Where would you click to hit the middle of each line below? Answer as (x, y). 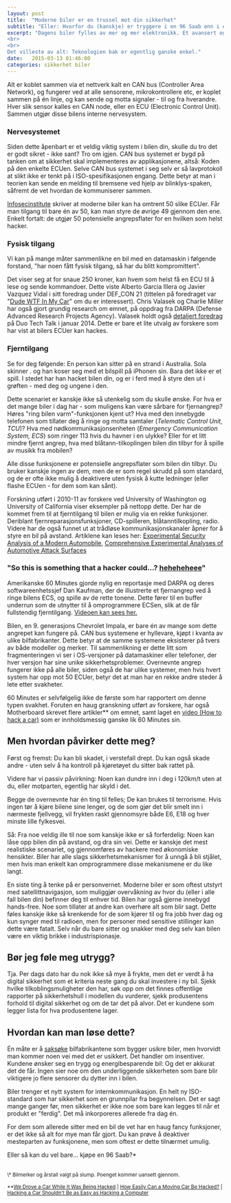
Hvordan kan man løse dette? (71, 1032)
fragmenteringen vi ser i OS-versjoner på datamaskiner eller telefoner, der (112, 655)
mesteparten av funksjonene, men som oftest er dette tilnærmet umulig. (109, 1142)
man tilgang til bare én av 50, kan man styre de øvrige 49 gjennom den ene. (114, 211)
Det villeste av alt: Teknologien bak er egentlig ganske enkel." (104, 52)
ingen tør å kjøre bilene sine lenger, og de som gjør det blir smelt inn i (105, 807)
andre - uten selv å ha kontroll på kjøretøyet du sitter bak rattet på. (101, 765)
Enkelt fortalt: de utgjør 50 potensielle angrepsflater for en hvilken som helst (115, 219)
